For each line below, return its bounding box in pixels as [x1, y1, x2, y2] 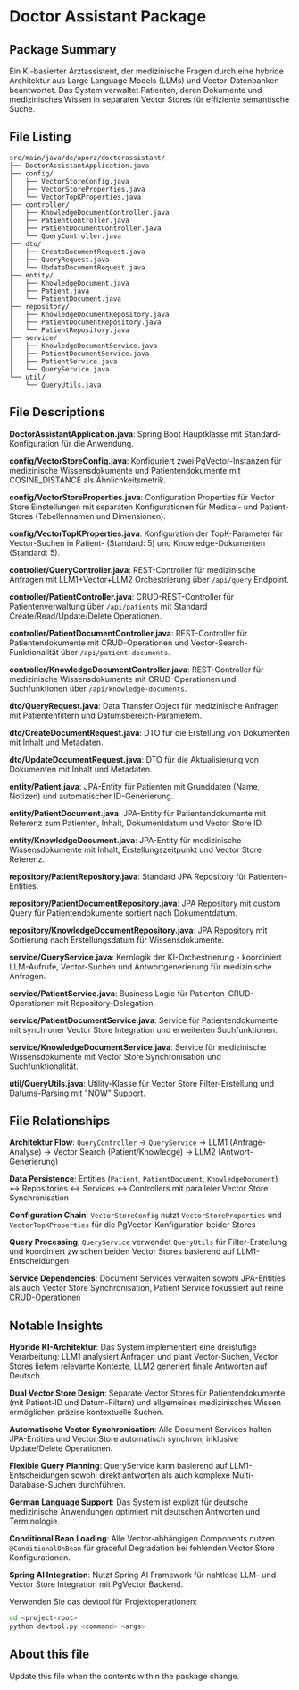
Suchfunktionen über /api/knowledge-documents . [9, 683, 187, 694]
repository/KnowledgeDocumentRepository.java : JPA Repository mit [9, 925, 268, 935]
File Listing [9, 130, 71, 145]
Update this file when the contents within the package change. [9, 1670, 240, 1681]
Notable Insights [9, 1318, 104, 1333]
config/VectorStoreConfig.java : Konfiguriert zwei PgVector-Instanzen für [9, 455, 282, 466]
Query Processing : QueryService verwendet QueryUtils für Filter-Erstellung [9, 1237, 287, 1248]
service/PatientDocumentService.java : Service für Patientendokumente [9, 1014, 278, 1026]
